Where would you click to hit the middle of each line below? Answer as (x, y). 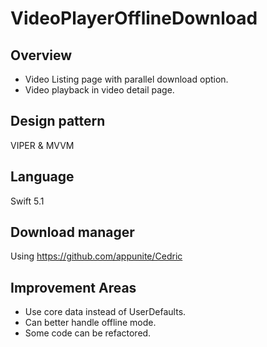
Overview (41, 55)
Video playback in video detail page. (99, 90)
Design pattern (58, 121)
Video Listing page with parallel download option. (126, 79)
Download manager (72, 232)
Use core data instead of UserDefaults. (105, 312)
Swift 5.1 (27, 201)
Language (42, 177)
